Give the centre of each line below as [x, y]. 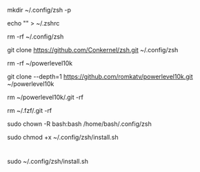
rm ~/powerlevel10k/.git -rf [46, 97]
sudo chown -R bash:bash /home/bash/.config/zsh [79, 124]
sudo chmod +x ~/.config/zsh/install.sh [63, 137]
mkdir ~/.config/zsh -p [39, 10]
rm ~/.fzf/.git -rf [30, 110]
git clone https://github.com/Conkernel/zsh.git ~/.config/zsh [93, 50]
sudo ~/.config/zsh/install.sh [48, 162]
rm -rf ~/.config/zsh [36, 36]
